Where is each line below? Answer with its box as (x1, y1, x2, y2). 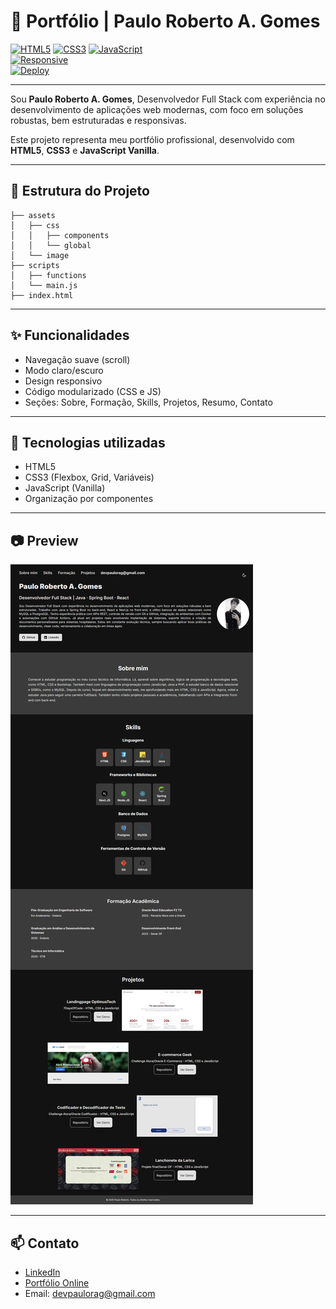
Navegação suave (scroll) (24, 353, 131, 365)
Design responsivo (24, 375, 103, 387)
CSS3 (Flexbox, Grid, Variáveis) (24, 471, 155, 484)
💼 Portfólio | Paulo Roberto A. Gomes (10, 10, 321, 33)
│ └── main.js (10, 280, 78, 290)
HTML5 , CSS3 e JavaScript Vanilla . (10, 144, 160, 156)
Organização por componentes (24, 493, 154, 505)
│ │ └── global (10, 240, 92, 250)
